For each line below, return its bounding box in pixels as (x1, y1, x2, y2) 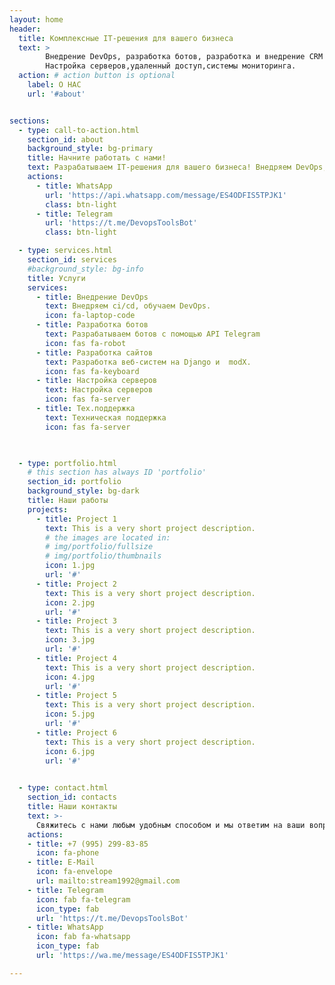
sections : (9, 116, 51, 126)
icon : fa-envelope (35, 867, 113, 877)
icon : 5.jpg (45, 709, 96, 720)
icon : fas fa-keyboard (45, 366, 140, 376)
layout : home (9, 14, 64, 25)
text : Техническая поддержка (45, 412, 167, 423)
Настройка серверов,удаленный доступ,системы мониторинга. (45, 61, 297, 71)
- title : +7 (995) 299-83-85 (27, 839, 149, 849)
